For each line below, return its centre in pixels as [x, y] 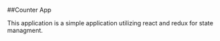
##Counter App [29, 10]
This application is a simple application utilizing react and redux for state [110, 23]
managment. [25, 30]
